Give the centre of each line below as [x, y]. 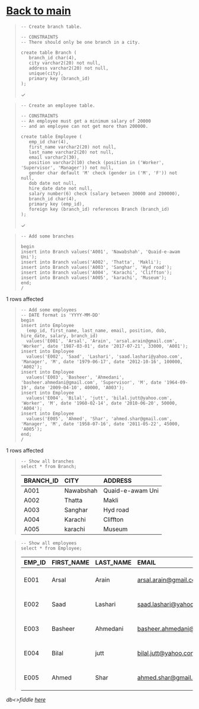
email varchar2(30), [54, 157]
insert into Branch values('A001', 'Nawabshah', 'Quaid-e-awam [100, 252]
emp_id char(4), [49, 142]
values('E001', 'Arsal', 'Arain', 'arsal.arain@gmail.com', [102, 341]
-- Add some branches [47, 236]
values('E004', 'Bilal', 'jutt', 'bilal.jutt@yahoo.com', [99, 398]
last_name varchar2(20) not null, [71, 152]
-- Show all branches [47, 461]
